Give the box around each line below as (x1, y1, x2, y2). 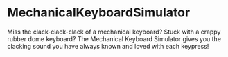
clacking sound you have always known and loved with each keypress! (7, 42, 209, 50)
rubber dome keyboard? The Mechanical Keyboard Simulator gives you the (7, 34, 222, 43)
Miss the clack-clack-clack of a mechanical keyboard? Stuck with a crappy (7, 27, 221, 36)
